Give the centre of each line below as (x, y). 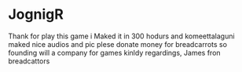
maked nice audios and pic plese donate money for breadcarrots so (118, 44)
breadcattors (29, 61)
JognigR (36, 14)
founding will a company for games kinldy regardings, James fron (115, 52)
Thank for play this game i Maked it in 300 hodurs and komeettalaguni (121, 36)
